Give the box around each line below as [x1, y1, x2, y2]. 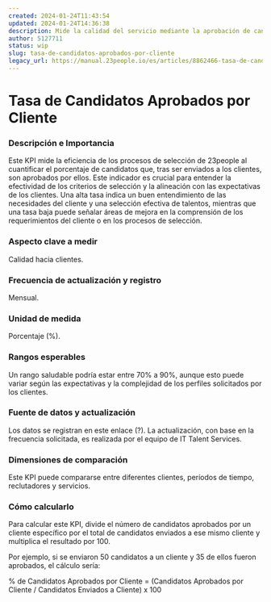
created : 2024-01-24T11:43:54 [8, 11, 110, 20]
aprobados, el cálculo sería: [8, 561, 101, 571]
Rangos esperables [8, 352, 86, 363]
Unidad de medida [8, 312, 81, 324]
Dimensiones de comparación [8, 454, 128, 465]
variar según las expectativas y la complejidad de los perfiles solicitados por [8, 378, 262, 388]
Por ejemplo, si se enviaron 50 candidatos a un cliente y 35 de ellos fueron [8, 552, 256, 562]
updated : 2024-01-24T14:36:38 [8, 19, 110, 27]
